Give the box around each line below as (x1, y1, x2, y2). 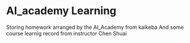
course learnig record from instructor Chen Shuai (6, 29, 127, 37)
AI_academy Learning (6, 4, 117, 18)
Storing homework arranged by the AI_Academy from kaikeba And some (6, 24, 184, 31)
